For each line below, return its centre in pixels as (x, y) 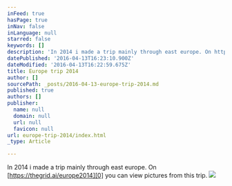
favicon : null (33, 129)
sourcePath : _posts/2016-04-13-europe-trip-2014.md (83, 84)
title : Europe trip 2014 (43, 71)
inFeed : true (26, 13)
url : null (27, 122)
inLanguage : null (32, 33)
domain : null (32, 116)
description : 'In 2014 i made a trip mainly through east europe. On (109, 52)
